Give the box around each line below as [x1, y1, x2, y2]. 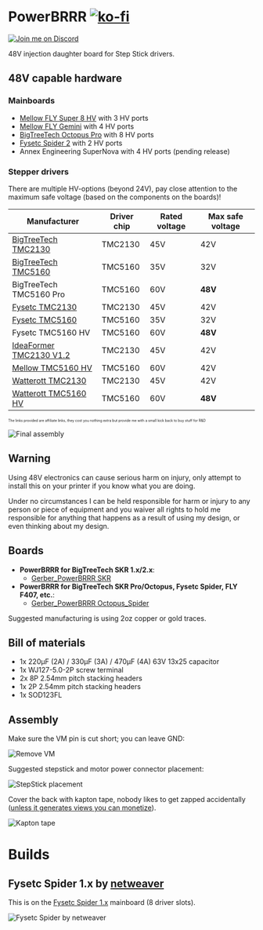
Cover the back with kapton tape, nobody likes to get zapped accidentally [8, 795, 247, 804]
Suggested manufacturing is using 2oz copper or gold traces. [8, 613, 207, 623]
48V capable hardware [8, 71, 123, 86]
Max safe [207, 210, 244, 221]
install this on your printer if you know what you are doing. [8, 481, 196, 491]
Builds [8, 846, 50, 863]
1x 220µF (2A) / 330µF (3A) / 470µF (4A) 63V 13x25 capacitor [19, 657, 220, 666]
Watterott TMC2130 [12, 375, 87, 386]
